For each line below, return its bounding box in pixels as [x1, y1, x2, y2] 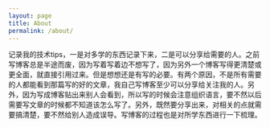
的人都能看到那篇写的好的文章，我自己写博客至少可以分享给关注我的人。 [8, 80, 247, 89]
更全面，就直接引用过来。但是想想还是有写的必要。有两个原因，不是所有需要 [8, 70, 262, 80]
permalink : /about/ [8, 27, 74, 35]
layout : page [8, 11, 52, 20]
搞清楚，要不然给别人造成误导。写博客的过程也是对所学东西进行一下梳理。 [14, 110, 262, 120]
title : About [8, 19, 52, 27]
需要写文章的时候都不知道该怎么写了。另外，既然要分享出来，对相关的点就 [8, 100, 255, 109]
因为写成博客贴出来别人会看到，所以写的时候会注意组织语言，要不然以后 [22, 90, 262, 100]
